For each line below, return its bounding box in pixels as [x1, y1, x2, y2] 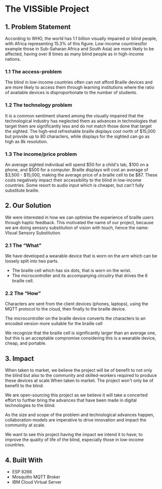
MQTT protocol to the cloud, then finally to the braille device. [5, 306, 127, 312]
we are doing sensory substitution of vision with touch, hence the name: [5, 225, 149, 230]
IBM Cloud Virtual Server [12, 479, 62, 485]
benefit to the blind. [5, 383, 44, 389]
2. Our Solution [5, 201, 52, 210]
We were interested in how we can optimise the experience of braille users [5, 214, 154, 220]
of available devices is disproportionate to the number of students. [5, 90, 138, 96]
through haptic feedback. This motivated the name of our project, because [5, 219, 154, 225]
